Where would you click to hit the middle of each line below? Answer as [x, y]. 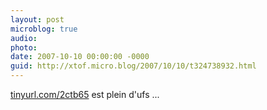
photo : [24, 47]
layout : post [37, 19]
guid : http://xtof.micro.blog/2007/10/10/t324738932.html [133, 66]
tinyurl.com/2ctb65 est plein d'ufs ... [85, 94]
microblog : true [44, 29]
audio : [24, 38]
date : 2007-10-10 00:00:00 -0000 [80, 57]
